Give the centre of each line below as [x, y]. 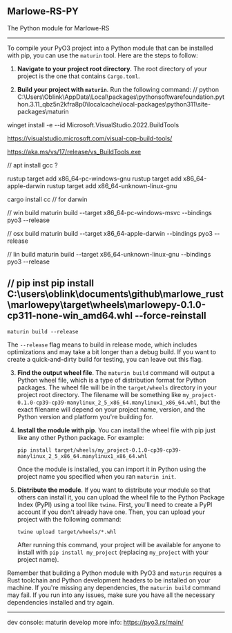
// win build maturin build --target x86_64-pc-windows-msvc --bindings [109, 212]
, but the [209, 402]
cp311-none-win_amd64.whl [70, 316]
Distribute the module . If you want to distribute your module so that [114, 490]
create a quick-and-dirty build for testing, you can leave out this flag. [105, 359]
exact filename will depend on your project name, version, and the [111, 409]
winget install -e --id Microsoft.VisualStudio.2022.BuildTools [93, 125]
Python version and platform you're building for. [85, 416]
